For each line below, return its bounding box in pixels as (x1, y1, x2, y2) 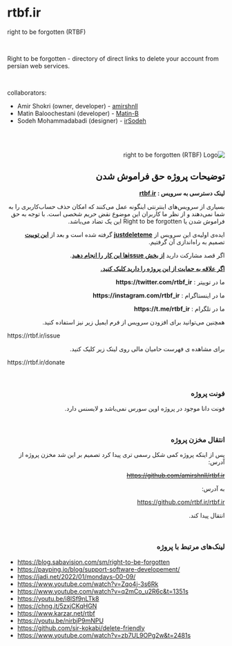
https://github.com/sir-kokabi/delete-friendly (17, 623, 145, 632)
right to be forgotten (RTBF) (7, 28, 86, 36)
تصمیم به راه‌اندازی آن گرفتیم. (148, 237, 225, 246)
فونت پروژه (191, 389, 225, 398)
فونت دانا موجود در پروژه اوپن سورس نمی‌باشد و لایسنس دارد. (64, 404, 225, 413)
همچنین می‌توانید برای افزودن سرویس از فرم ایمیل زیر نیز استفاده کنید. (42, 317, 225, 326)
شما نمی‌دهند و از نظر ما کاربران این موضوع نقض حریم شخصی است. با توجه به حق (10, 209, 225, 218)
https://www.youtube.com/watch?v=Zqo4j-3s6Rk (17, 580, 159, 588)
